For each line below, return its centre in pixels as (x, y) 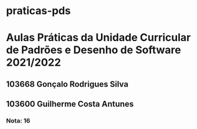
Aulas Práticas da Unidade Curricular (98, 38)
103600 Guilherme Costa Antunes (70, 104)
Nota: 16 (18, 121)
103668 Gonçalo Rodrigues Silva (67, 84)
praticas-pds (39, 11)
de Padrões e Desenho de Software (94, 50)
